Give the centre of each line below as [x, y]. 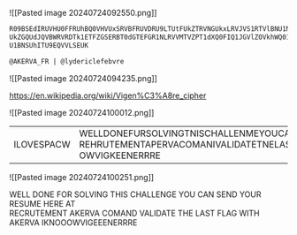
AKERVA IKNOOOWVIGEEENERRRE [73, 222]
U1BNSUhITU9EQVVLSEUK [49, 45]
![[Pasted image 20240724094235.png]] [83, 78]
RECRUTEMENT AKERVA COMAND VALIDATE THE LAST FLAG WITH [135, 213]
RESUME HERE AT [42, 203]
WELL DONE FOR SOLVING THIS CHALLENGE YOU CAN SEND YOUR [135, 194]
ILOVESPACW [42, 144]
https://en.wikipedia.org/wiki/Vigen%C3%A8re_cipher [108, 95]
